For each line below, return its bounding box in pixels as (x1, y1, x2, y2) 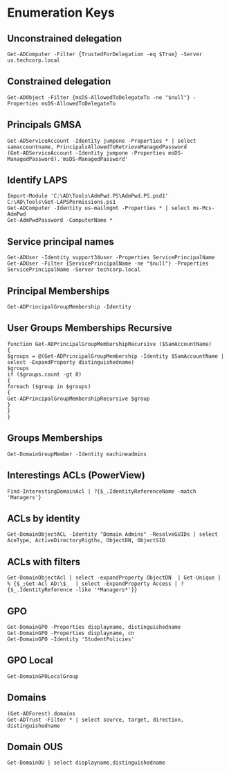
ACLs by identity (7, 512, 81, 524)
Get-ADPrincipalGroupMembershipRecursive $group (7, 395, 150, 402)
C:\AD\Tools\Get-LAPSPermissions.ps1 (7, 199, 116, 206)
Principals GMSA (7, 119, 82, 131)
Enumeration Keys (7, 5, 116, 21)
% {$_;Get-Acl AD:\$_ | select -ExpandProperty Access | (7, 580, 178, 587)
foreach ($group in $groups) (7, 383, 91, 390)
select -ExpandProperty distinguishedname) (7, 358, 135, 365)
